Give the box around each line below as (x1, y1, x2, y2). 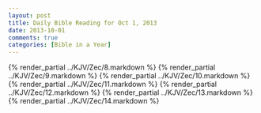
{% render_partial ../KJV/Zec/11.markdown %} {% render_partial (8, 80, 217, 89)
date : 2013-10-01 (8, 26, 66, 34)
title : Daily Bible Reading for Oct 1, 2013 (8, 19, 157, 27)
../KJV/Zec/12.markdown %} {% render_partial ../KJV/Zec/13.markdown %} (8, 88, 253, 97)
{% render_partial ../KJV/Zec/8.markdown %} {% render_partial (8, 62, 216, 72)
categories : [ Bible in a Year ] (8, 41, 112, 49)
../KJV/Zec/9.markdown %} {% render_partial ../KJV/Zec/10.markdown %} (8, 71, 251, 81)
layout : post (8, 11, 51, 20)
